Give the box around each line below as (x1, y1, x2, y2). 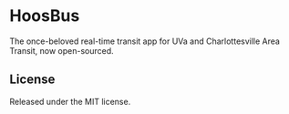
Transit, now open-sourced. (9, 45, 114, 56)
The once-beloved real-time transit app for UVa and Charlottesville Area (9, 36, 281, 47)
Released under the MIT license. (9, 96, 131, 107)
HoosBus (9, 5, 80, 26)
